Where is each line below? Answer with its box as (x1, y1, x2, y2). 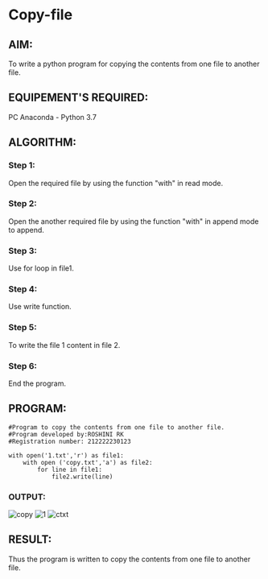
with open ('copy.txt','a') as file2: (23, 458, 153, 466)
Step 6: (8, 360, 38, 371)
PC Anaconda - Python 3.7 (8, 112, 97, 122)
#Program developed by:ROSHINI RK (8, 430, 125, 438)
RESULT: (8, 533, 52, 547)
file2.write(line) (51, 473, 113, 481)
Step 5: (8, 322, 38, 333)
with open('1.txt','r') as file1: (8, 451, 125, 460)
